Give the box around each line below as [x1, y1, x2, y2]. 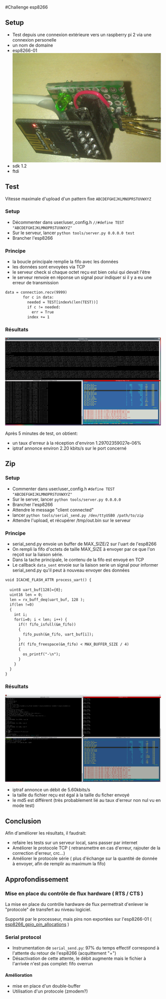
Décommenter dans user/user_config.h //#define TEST [12, 219, 124, 225]
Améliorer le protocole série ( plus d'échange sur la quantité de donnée [12, 855, 158, 861]
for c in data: [23, 295, 54, 300]
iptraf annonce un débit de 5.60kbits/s [12, 787, 90, 793]
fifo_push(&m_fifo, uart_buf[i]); [23, 631, 94, 637]
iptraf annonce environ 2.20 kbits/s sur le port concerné [12, 445, 127, 451]
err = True [31, 310, 54, 315]
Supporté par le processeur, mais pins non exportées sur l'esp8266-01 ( [5, 916, 152, 922]
